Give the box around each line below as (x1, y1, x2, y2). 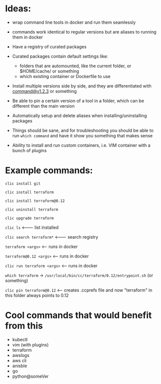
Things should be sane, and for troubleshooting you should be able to (12, 127, 154, 133)
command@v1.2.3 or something (12, 88, 77, 94)
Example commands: (5, 165, 93, 176)
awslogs (12, 352, 30, 358)
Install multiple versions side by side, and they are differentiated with (12, 83, 152, 89)
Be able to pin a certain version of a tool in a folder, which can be (12, 97, 144, 104)
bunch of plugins (12, 147, 47, 153)
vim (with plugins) (12, 341, 49, 347)
